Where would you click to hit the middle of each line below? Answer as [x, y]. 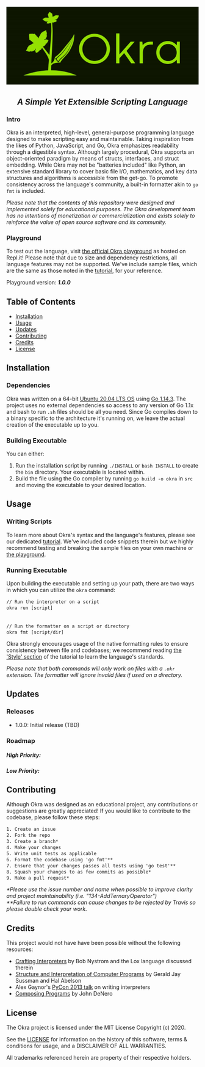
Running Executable [37, 570]
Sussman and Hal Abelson [48, 981]
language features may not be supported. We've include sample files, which [102, 264]
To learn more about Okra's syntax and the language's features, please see [101, 535]
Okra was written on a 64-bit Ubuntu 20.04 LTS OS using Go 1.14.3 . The [96, 399]
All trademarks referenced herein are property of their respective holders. [99, 1058]
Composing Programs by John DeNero [64, 994]
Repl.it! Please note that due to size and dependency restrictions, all [92, 258]
